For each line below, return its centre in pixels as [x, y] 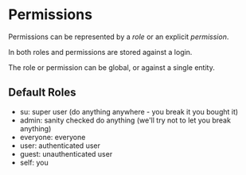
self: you [34, 162]
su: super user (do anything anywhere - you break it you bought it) [129, 111]
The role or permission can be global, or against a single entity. [111, 67]
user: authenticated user [60, 146]
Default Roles [42, 93]
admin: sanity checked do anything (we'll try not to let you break [125, 120]
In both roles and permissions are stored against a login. [100, 52]
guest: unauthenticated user [66, 154]
